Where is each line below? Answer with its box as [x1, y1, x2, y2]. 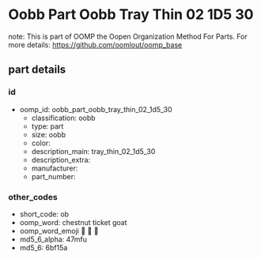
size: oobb [31, 129, 66, 139]
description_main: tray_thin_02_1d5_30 [31, 146, 156, 156]
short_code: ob [19, 209, 70, 219]
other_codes [8, 191, 58, 202]
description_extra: [31, 155, 91, 164]
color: [31, 138, 51, 148]
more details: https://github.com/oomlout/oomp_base [8, 39, 183, 49]
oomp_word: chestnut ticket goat [19, 217, 128, 227]
